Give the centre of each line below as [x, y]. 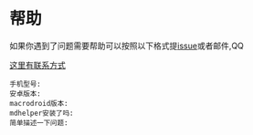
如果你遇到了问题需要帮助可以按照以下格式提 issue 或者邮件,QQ [127, 46]
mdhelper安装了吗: [42, 113]
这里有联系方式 [37, 65]
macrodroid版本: [39, 103]
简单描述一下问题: [39, 123]
